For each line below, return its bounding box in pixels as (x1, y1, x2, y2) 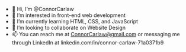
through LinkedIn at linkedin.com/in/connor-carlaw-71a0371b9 (11, 39, 164, 46)
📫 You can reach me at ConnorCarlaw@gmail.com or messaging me (11, 31, 180, 37)
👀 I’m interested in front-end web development (11, 12, 126, 19)
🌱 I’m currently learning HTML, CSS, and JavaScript (11, 18, 138, 25)
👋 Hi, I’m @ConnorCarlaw (11, 6, 74, 12)
